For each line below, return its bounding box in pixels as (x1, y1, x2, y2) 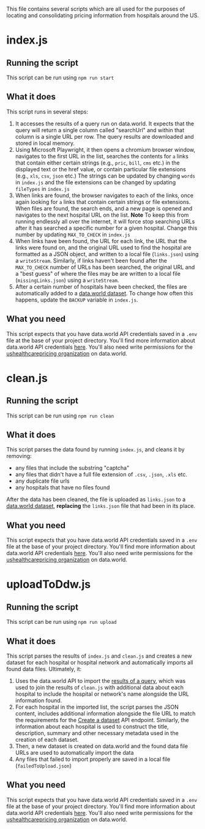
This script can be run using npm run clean (6, 411, 114, 419)
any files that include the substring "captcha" (15, 464, 130, 472)
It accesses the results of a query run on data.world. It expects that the (15, 120, 195, 127)
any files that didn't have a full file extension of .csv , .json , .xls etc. (15, 471, 188, 478)
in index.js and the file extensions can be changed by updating (15, 178, 176, 186)
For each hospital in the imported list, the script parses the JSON (15, 703, 179, 711)
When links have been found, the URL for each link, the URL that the (15, 237, 187, 244)
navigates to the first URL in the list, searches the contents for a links (15, 152, 188, 160)
